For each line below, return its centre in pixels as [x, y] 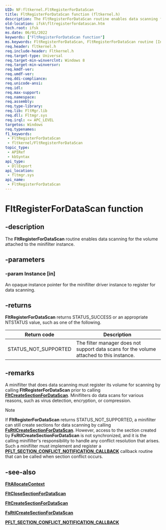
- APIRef [16, 152]
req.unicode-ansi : [24, 83]
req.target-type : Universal [34, 56]
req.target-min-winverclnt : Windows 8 [45, 60]
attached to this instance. [105, 355]
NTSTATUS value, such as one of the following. [53, 322]
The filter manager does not [109, 343]
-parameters [25, 260]
